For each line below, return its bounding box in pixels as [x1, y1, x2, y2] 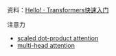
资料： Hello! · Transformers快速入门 [7, 6, 109, 14]
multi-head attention [16, 42, 76, 49]
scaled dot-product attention [16, 34, 99, 42]
